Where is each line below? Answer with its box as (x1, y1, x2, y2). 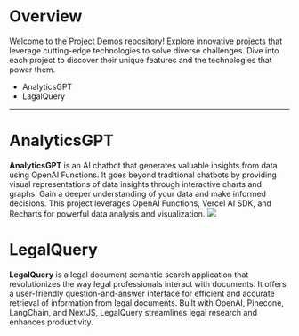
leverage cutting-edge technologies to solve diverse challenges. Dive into (9, 45, 279, 55)
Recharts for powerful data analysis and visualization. (9, 208, 206, 219)
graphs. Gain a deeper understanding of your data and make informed (9, 188, 267, 199)
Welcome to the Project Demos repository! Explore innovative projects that (9, 36, 283, 46)
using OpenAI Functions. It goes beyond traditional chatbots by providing (9, 169, 278, 180)
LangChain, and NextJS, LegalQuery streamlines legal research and (9, 307, 258, 317)
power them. (9, 64, 56, 75)
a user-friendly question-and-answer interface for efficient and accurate (9, 288, 276, 299)
